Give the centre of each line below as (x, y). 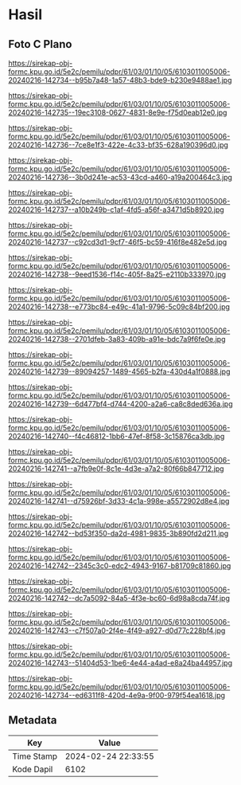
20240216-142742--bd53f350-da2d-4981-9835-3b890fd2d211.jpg (119, 533)
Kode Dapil (33, 769)
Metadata (33, 720)
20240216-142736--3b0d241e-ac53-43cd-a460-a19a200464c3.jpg (120, 177)
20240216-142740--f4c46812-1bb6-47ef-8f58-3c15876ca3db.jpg (117, 436)
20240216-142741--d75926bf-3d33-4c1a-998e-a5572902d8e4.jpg (119, 501)
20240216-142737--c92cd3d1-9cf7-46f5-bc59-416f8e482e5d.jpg (118, 242)
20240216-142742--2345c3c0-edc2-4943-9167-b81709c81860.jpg (120, 566)
